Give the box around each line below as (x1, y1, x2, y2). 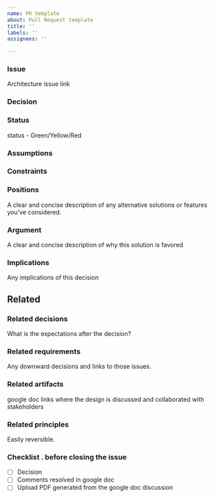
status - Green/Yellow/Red (7, 131, 82, 139)
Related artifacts (7, 379, 64, 389)
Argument (7, 225, 42, 234)
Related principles (7, 420, 69, 429)
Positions (7, 185, 39, 194)
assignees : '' (7, 36, 48, 43)
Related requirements (7, 346, 81, 356)
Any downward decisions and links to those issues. (7, 362, 152, 371)
